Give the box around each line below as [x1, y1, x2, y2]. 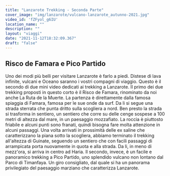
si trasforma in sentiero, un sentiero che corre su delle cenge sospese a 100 [5, 110, 165, 117]
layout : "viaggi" [5, 31, 42, 36]
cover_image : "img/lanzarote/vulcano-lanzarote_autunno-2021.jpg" [5, 12, 150, 17]
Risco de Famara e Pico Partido [5, 60, 106, 68]
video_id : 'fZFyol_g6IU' [5, 17, 58, 22]
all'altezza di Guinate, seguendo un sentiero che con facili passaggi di [5, 138, 152, 144]
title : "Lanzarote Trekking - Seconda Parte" [5, 7, 104, 13]
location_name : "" [5, 21, 44, 27]
